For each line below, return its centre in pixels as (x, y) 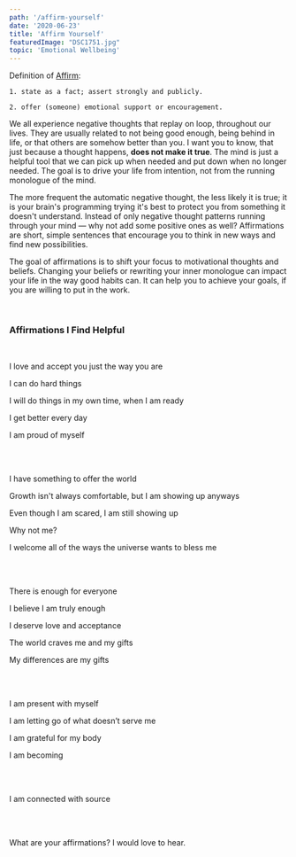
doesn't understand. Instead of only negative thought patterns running (137, 216)
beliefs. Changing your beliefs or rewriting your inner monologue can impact (148, 271)
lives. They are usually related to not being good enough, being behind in (142, 133)
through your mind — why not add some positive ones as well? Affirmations (147, 226)
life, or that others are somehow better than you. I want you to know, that (141, 143)
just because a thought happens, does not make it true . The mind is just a (144, 152)
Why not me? (33, 530)
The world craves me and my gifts (71, 643)
